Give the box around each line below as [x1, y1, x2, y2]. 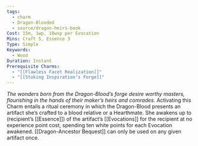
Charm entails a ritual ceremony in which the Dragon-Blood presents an [6, 103, 181, 110]
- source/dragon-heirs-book [12, 25, 81, 31]
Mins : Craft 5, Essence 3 [6, 36, 70, 42]
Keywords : [6, 47, 31, 53]
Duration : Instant [6, 58, 52, 64]
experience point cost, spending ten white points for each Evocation [6, 122, 173, 129]
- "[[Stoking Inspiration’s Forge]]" [12, 74, 105, 80]
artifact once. [6, 134, 39, 141]
